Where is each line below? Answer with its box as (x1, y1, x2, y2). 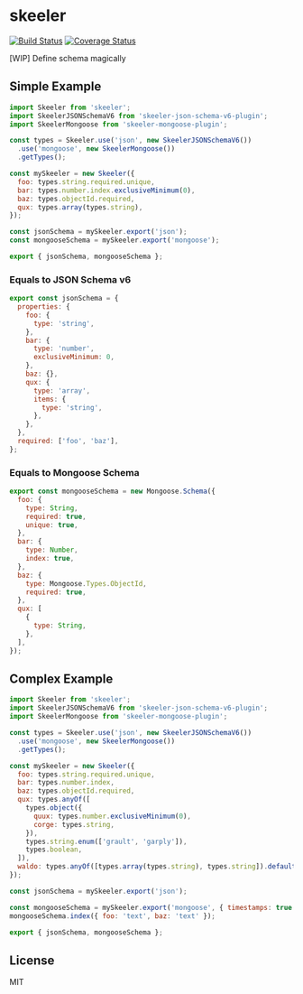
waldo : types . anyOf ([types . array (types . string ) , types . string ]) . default (17, 862, 297, 871)
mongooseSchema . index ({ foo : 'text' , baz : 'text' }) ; (9, 911, 216, 921)
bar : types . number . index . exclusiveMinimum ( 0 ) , (17, 186, 196, 195)
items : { (32, 395, 67, 404)
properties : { (17, 302, 70, 311)
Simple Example (9, 79, 102, 95)
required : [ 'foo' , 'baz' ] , (17, 437, 119, 446)
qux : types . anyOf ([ (17, 795, 91, 804)
